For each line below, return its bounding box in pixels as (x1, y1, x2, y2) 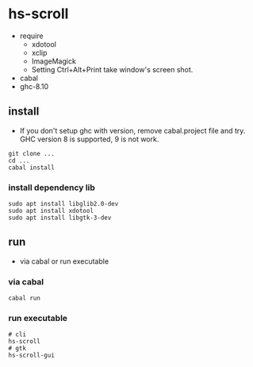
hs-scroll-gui (8, 351, 56, 360)
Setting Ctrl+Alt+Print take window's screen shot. (31, 64, 194, 74)
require (19, 31, 44, 41)
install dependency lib (8, 182, 95, 193)
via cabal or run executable (19, 256, 109, 266)
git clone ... (8, 149, 56, 157)
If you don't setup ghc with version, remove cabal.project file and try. (19, 126, 246, 135)
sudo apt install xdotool (8, 207, 94, 215)
